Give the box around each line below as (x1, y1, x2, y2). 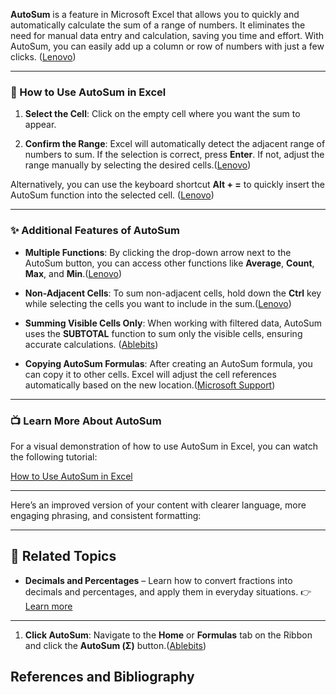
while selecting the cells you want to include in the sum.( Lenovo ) (24, 297, 292, 309)
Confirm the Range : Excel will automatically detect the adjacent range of (24, 138, 326, 150)
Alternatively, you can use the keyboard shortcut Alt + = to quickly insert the (10, 179, 325, 191)
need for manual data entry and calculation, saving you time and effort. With (10, 30, 325, 41)
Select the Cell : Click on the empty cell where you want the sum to (24, 108, 301, 120)
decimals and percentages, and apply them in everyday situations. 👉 (24, 585, 312, 598)
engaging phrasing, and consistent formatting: (10, 509, 202, 521)
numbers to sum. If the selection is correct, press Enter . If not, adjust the (24, 149, 325, 161)
